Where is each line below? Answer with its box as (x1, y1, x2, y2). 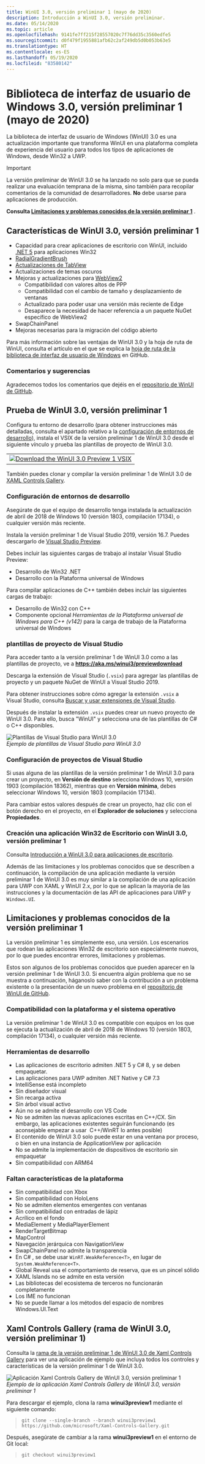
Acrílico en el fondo (15, 1214, 65, 1222)
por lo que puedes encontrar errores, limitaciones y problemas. (6, 952, 166, 959)
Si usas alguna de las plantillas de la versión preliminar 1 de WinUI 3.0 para (6, 769, 195, 776)
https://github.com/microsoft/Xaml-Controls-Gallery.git (21, 1423, 170, 1429)
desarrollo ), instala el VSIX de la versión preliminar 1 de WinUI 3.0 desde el (6, 434, 194, 442)
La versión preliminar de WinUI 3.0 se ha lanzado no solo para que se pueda (6, 176, 199, 184)
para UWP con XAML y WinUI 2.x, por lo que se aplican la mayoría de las (6, 882, 190, 889)
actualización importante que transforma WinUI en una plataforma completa (6, 139, 198, 147)
